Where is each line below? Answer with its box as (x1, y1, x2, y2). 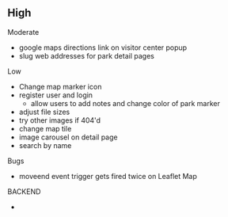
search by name (18, 140, 72, 150)
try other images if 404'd (18, 115, 101, 125)
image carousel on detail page (18, 132, 118, 142)
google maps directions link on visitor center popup (18, 43, 188, 52)
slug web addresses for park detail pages (18, 51, 155, 60)
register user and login (18, 90, 93, 100)
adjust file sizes (18, 107, 70, 116)
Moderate (7, 27, 40, 36)
